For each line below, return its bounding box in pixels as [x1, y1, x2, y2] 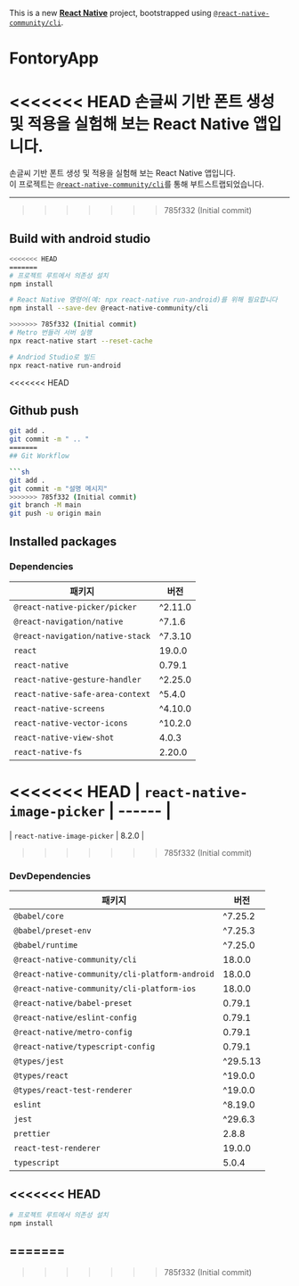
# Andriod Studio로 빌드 [9, 353, 96, 361]
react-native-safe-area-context [13, 689, 151, 699]
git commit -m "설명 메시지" [9, 484, 109, 494]
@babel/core [13, 911, 65, 922]
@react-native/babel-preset [13, 999, 133, 1008]
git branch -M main [9, 501, 82, 510]
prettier [13, 1129, 51, 1139]
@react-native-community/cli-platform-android [13, 969, 215, 980]
